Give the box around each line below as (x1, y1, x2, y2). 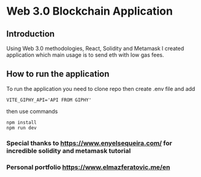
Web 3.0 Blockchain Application (6, 4, 173, 18)
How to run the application (6, 69, 110, 79)
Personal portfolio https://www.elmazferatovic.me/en (6, 163, 170, 172)
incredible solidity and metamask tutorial (6, 146, 131, 155)
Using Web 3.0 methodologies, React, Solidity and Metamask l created (6, 45, 184, 52)
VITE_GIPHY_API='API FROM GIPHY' (6, 96, 92, 103)
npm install (6, 119, 37, 126)
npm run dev (6, 125, 37, 131)
